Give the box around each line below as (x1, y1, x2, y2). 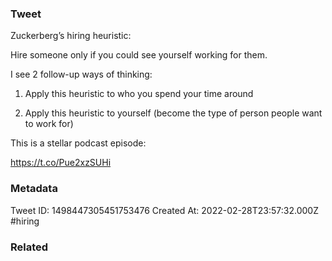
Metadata (10, 182, 58, 196)
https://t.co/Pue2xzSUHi (10, 157, 112, 169)
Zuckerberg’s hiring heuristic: (10, 30, 132, 42)
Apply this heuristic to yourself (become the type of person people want (24, 107, 323, 119)
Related (10, 240, 49, 254)
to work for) (24, 118, 74, 130)
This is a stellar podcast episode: (10, 137, 147, 149)
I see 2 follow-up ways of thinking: (10, 68, 153, 81)
